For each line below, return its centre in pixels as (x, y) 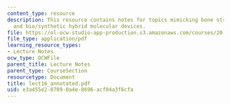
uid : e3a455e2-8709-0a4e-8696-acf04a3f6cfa (70, 90)
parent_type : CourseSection (47, 70)
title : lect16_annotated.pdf (49, 83)
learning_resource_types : (44, 45)
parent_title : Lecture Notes (49, 64)
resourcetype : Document (41, 77)
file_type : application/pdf (47, 39)
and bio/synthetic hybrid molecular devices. (80, 26)
